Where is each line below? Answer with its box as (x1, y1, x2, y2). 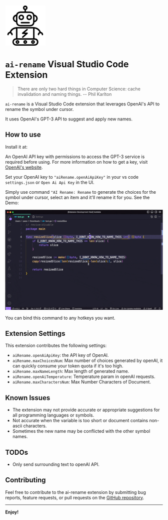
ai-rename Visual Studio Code (5, 59, 129, 70)
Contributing (5, 476, 46, 484)
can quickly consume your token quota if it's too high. (12, 363, 123, 369)
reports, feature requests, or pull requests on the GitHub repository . (5, 494, 144, 500)
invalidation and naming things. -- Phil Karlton (17, 91, 112, 97)
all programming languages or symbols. (12, 412, 94, 418)
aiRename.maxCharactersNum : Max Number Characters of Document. (12, 379, 151, 385)
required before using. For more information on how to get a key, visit (5, 159, 148, 165)
